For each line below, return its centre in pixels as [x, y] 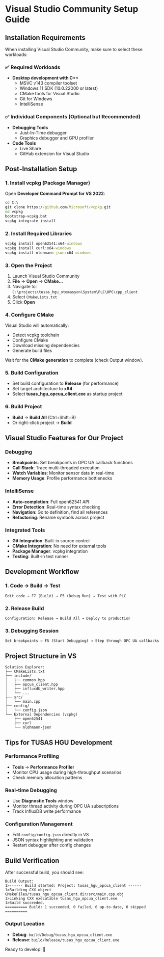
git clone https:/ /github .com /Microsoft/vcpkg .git [58, 207]
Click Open [24, 302]
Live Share [30, 148]
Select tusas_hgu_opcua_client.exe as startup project [67, 394]
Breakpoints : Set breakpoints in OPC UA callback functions [72, 463]
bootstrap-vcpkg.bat [26, 216]
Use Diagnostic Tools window [43, 801]
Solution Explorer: [25, 667]
